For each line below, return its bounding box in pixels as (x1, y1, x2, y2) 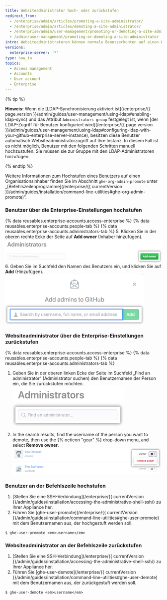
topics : (5, 60, 21, 66)
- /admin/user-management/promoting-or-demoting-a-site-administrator (9, 34, 159, 39)
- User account (9, 76, 41, 82)
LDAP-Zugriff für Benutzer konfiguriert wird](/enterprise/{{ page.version (5, 121, 153, 127)
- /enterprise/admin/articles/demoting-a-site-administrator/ (9, 24, 141, 29)
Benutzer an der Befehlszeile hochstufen (5, 482, 106, 489)
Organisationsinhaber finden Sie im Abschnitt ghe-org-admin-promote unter (5, 178, 158, 184)
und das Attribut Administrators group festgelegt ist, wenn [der (28, 116, 159, 122)
